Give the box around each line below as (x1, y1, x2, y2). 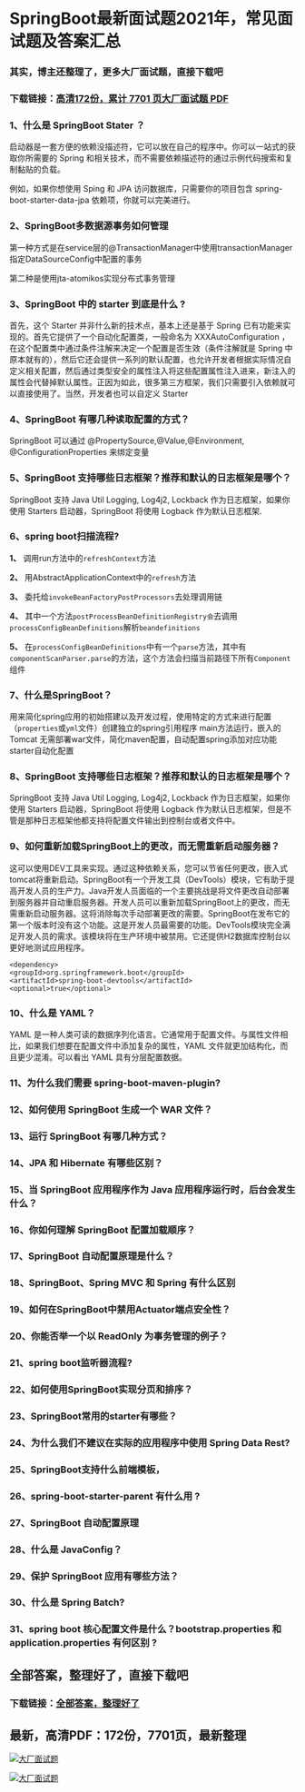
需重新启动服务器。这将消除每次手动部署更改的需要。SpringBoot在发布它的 (9, 907, 290, 918)
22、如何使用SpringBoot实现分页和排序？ (9, 1383, 193, 1396)
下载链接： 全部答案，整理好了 (9, 1697, 141, 1709)
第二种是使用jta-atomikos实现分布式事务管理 (9, 272, 175, 283)
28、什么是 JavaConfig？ (9, 1543, 123, 1556)
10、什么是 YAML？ (9, 1006, 96, 1019)
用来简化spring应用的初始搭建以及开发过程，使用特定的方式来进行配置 (9, 711, 272, 722)
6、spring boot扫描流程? (9, 530, 120, 543)
